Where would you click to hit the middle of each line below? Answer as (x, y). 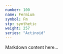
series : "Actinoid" (25, 33)
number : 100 (17, 10)
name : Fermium (20, 14)
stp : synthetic (21, 24)
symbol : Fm (16, 19)
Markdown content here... (32, 47)
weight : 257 (17, 28)
